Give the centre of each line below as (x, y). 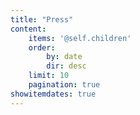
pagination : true (64, 85)
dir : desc (66, 66)
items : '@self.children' (80, 38)
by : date (64, 57)
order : (42, 47)
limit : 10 (49, 76)
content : (28, 29)
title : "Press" (42, 19)
